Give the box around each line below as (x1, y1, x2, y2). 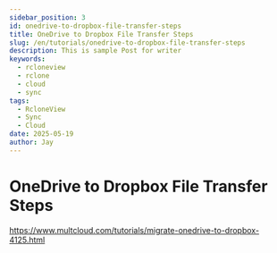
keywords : (9, 55, 46, 63)
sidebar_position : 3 (9, 13, 87, 22)
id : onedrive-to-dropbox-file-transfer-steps (9, 21, 181, 30)
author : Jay (9, 138, 54, 147)
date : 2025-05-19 (9, 130, 74, 139)
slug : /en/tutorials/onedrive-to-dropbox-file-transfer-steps (9, 38, 246, 47)
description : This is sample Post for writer (9, 46, 181, 55)
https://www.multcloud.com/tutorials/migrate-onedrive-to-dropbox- (9, 224, 260, 235)
